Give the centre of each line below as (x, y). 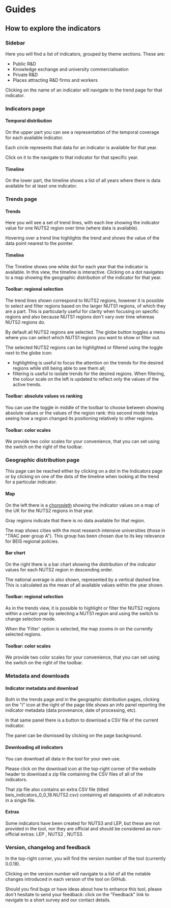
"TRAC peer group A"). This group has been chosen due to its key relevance (85, 536)
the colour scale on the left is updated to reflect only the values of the (86, 379)
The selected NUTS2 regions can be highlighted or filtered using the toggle (84, 347)
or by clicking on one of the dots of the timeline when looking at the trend (82, 477)
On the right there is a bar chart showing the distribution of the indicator (81, 564)
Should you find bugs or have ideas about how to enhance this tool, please (83, 889)
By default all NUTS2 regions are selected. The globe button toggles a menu (85, 332)
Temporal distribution (29, 121)
